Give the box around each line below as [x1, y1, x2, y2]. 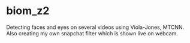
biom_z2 [6, 4, 50, 18]
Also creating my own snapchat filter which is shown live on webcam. [6, 29, 178, 37]
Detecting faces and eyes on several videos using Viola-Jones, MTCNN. [6, 24, 185, 31]
